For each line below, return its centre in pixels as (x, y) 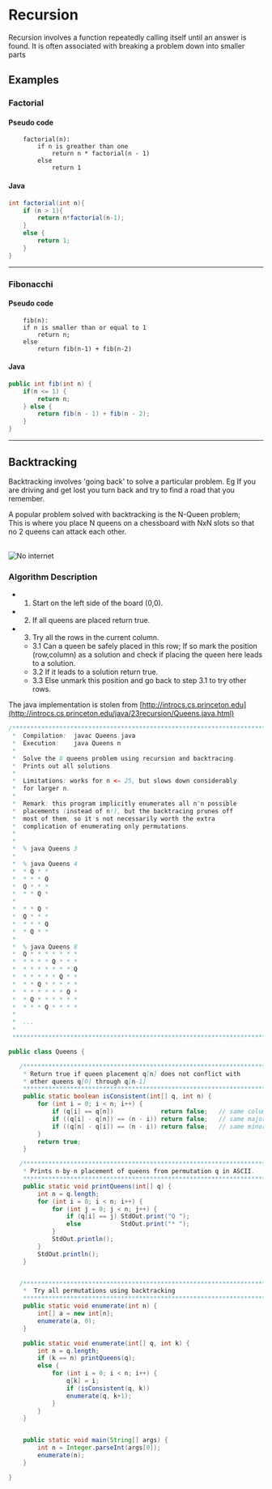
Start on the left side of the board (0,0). (98, 603)
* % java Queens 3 (45, 849)
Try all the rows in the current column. (96, 638)
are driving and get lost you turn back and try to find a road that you (121, 490)
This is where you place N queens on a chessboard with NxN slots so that (132, 523)
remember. (27, 498)
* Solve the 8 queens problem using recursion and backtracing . (124, 758)
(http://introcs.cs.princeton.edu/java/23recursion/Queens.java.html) (121, 714)
